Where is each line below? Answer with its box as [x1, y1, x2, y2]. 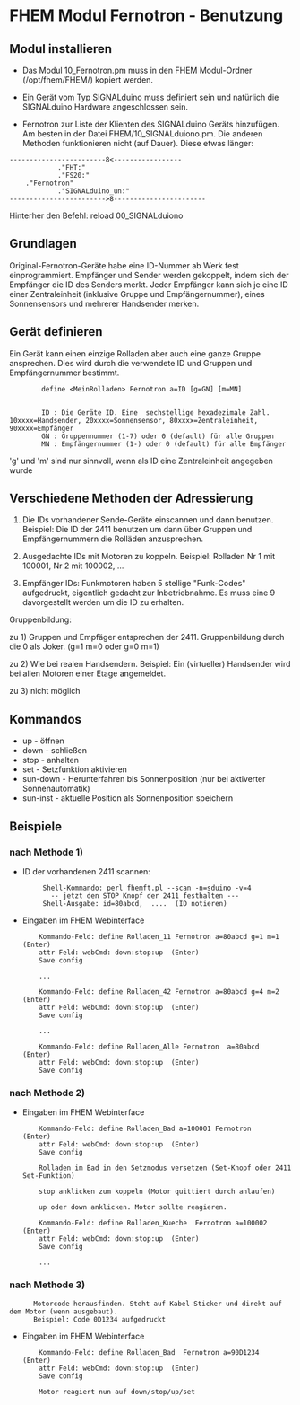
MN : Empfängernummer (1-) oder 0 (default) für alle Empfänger [41, 439, 287, 449]
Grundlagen [9, 236, 78, 251]
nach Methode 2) [9, 1086, 86, 1099]
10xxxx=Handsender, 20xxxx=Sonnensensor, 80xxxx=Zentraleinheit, [9, 416, 258, 425]
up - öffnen [21, 735, 64, 746]
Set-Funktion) [21, 1172, 75, 1181]
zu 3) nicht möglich [9, 686, 81, 697]
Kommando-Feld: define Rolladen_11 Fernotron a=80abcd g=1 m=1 [39, 932, 279, 941]
